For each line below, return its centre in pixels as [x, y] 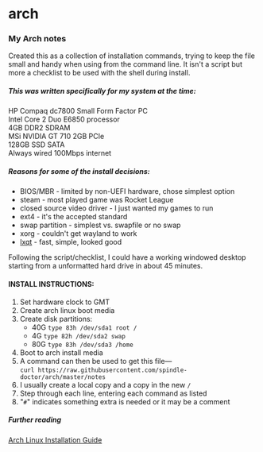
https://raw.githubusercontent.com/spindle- [113, 370]
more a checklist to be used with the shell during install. [99, 73]
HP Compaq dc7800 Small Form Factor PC [78, 111]
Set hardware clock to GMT [64, 302]
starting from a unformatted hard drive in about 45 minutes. [106, 266]
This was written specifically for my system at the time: [102, 91]
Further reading [35, 420]
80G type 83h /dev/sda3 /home [82, 344]
